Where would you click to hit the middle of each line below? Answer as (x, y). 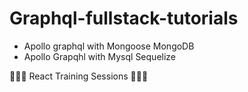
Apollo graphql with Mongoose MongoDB (109, 46)
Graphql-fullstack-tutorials (124, 18)
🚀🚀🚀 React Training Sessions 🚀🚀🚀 (79, 76)
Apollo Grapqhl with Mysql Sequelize (100, 56)
